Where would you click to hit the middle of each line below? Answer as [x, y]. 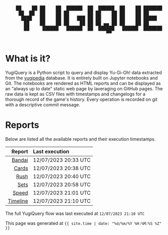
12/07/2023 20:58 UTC [62, 185]
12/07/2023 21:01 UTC [62, 193]
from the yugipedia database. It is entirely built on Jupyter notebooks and [81, 78]
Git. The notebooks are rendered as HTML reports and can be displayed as [83, 83]
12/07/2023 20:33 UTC [62, 160]
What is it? [28, 59]
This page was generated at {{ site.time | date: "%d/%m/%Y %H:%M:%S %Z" [83, 223]
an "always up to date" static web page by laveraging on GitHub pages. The [84, 88]
